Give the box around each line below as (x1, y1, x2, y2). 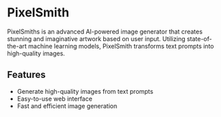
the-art (7, 42, 27, 50)
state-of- (187, 34, 212, 42)
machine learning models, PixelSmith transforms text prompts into (28, 42, 214, 50)
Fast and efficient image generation (16, 101, 118, 110)
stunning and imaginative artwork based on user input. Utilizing (7, 34, 186, 42)
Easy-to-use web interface (16, 94, 92, 103)
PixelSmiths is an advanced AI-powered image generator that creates (7, 27, 203, 36)
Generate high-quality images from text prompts (16, 87, 154, 95)
